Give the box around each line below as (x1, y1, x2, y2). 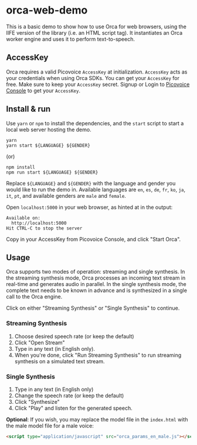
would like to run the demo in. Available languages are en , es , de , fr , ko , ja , (6, 186, 186, 193)
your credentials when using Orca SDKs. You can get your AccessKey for (6, 74, 180, 81)
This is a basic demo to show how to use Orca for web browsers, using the (6, 23, 186, 30)
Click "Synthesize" (14, 398, 60, 405)
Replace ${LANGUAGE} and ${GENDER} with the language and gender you (6, 180, 176, 187)
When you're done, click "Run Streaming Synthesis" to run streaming (14, 351, 182, 358)
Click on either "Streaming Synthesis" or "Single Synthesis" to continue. (6, 304, 180, 312)
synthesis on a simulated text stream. (14, 357, 105, 365)
